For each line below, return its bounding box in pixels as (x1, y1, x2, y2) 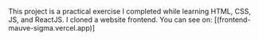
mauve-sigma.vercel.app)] (8, 24, 96, 32)
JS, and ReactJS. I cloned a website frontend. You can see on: (8, 15, 213, 24)
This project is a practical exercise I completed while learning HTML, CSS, (8, 7, 251, 16)
